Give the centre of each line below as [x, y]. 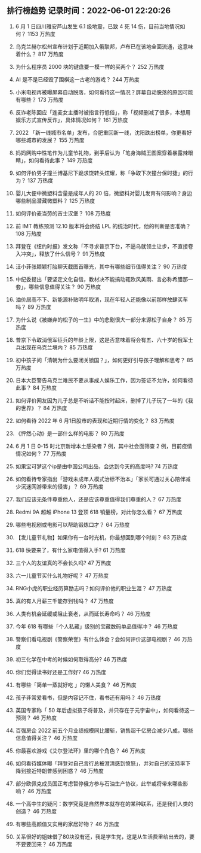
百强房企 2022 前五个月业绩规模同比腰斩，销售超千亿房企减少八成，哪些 [104, 730]
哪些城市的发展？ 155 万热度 [50, 140]
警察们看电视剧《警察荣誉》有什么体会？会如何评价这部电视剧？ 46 [98, 639]
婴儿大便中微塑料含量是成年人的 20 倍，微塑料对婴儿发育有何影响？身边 [104, 193]
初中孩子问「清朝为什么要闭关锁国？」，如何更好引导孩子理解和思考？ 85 [104, 360]
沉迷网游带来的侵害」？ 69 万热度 [62, 486]
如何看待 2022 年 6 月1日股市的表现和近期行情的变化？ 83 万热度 [95, 420]
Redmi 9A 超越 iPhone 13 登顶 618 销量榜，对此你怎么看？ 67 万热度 [99, 512]
